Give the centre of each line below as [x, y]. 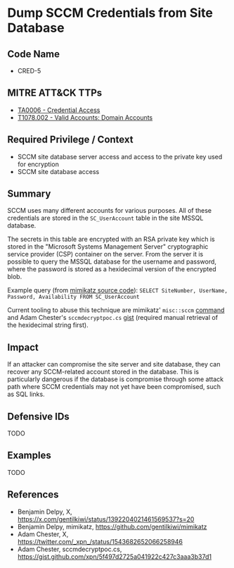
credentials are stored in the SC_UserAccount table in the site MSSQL [105, 218]
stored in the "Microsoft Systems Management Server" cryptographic [108, 247]
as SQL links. [26, 394]
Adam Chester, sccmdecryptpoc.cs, [70, 549]
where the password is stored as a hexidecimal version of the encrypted [112, 269]
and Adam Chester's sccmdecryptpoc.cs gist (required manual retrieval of [113, 318]
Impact [23, 347]
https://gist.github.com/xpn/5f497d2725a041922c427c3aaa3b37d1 [115, 556]
